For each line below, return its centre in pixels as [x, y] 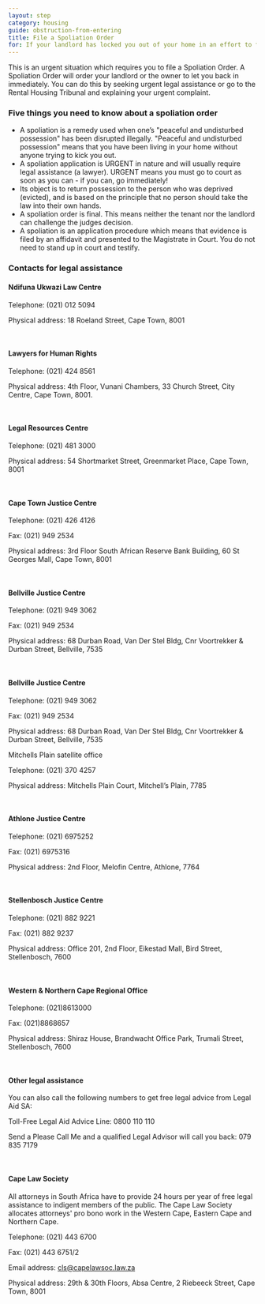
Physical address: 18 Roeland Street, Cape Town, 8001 [97, 320]
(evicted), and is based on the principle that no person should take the [134, 198]
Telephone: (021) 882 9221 [52, 918]
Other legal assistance [46, 1080]
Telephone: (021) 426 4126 [52, 520]
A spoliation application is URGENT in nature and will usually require [130, 164]
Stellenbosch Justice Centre [56, 900]
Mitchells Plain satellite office [56, 755]
